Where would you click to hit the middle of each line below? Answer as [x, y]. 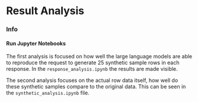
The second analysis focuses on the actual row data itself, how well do [92, 80]
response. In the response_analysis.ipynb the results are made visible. [92, 69]
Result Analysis [45, 11]
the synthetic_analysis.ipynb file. [48, 93]
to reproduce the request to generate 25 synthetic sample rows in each [93, 62]
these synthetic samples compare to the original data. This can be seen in [96, 87]
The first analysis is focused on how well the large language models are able [99, 57]
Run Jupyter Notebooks [36, 43]
